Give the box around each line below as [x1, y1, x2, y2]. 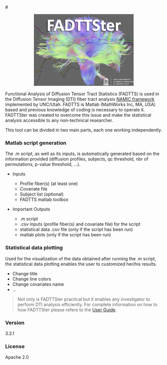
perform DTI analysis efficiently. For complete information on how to [17, 301, 158, 307]
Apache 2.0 [5, 354, 29, 361]
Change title [12, 270, 38, 276]
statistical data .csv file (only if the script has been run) [19, 226, 133, 232]
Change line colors [12, 276, 51, 282]
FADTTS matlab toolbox [19, 196, 69, 202]
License [5, 343, 25, 350]
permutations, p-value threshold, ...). [5, 162, 81, 168]
